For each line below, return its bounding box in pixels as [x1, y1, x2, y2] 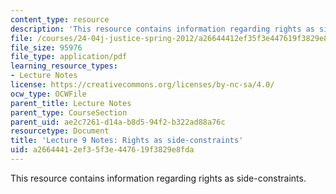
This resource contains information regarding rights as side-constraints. [10, 172, 307, 184]
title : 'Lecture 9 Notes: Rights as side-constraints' [10, 136, 244, 146]
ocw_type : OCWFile [10, 89, 87, 99]
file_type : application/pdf [10, 52, 128, 62]
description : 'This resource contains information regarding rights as [10, 24, 315, 34]
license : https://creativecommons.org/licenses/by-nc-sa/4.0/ [10, 80, 275, 90]
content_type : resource [10, 14, 110, 25]
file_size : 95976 [10, 42, 83, 53]
